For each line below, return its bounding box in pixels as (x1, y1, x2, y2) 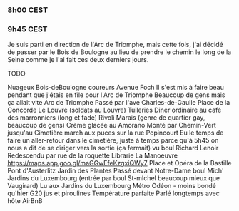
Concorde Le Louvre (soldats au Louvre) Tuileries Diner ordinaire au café (7, 105, 222, 115)
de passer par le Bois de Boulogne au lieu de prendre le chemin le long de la (7, 48, 232, 56)
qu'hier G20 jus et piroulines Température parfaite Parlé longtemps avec (7, 189, 220, 197)
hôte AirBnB (7, 197, 43, 205)
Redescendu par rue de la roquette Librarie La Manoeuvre (7, 151, 178, 160)
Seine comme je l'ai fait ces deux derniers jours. (7, 56, 149, 64)
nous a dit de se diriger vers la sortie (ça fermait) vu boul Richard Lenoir (7, 144, 219, 153)
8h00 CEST (7, 5, 49, 15)
